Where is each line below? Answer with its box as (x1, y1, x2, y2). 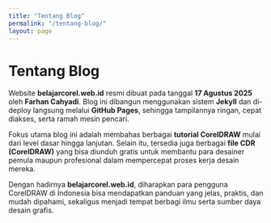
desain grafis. (8, 205, 54, 215)
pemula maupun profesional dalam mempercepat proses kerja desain (8, 155, 239, 166)
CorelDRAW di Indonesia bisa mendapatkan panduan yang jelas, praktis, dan (8, 188, 264, 198)
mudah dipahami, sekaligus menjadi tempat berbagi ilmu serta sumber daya (8, 197, 261, 207)
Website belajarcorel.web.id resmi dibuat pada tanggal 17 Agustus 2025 (8, 88, 252, 98)
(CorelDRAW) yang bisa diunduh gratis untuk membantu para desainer (8, 147, 245, 157)
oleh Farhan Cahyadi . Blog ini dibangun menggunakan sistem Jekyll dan (8, 97, 252, 107)
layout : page (8, 27, 53, 35)
